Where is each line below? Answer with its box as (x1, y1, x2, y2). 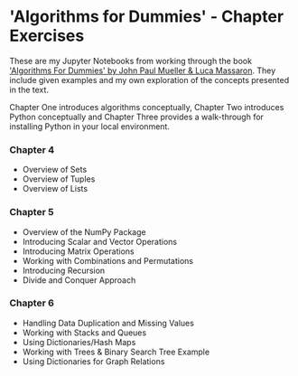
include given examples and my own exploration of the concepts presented (9, 74, 290, 85)
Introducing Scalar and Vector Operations (22, 236, 178, 247)
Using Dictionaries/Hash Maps (22, 336, 136, 347)
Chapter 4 (9, 143, 55, 155)
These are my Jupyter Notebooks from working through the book (9, 55, 253, 66)
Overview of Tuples (22, 174, 96, 184)
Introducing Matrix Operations (22, 246, 135, 257)
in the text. (9, 84, 50, 95)
